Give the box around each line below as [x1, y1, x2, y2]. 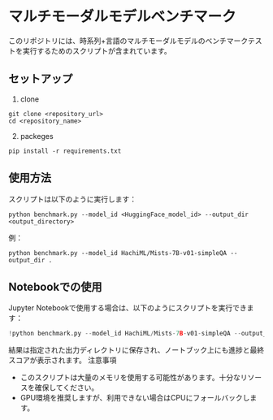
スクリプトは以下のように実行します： [8, 194, 136, 204]
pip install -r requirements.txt [8, 147, 122, 155]
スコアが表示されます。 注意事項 [8, 355, 117, 366]
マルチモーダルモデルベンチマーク [8, 7, 237, 26]
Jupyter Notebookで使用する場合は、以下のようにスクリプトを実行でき [8, 303, 248, 313]
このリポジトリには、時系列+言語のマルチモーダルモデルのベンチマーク [8, 36, 249, 45]
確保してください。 [34, 383, 99, 392]
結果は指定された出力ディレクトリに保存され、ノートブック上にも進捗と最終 [8, 345, 265, 355]
